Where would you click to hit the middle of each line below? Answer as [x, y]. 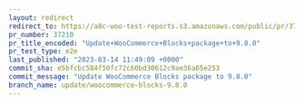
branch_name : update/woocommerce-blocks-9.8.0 [98, 85]
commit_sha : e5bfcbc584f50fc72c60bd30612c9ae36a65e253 [114, 69]
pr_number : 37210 [41, 34]
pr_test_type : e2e [43, 52]
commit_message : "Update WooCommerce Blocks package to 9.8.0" [131, 77]
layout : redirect [41, 18]
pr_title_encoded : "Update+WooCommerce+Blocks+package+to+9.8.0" [134, 43]
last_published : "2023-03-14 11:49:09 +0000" [96, 60]
